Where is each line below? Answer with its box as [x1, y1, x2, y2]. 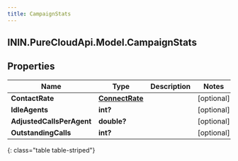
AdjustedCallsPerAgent [11, 116, 92, 126]
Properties [7, 61, 55, 73]
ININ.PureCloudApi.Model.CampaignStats [7, 37, 197, 49]
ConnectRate [98, 93, 144, 103]
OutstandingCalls [11, 128, 72, 138]
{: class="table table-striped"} [7, 145, 96, 154]
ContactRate [11, 93, 55, 103]
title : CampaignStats [7, 10, 72, 18]
